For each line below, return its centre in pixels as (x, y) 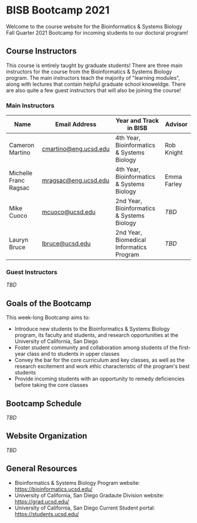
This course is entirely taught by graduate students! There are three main (94, 65)
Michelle (21, 173)
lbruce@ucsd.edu (66, 244)
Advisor (176, 124)
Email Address (76, 124)
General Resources (42, 469)
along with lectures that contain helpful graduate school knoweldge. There (96, 84)
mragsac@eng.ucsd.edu (76, 181)
